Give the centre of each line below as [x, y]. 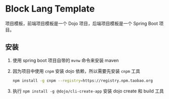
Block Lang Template [50, 9]
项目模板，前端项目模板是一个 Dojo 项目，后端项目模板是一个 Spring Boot [81, 23]
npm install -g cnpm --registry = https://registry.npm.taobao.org [82, 81]
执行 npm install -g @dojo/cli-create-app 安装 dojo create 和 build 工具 [88, 91]
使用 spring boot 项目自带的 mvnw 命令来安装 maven [66, 60]
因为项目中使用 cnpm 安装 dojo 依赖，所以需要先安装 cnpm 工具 [76, 71]
